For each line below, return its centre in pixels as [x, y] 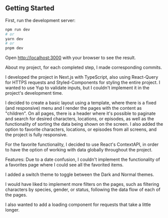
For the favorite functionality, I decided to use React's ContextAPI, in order [82, 144]
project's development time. [34, 93]
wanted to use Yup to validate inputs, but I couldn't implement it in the [77, 88]
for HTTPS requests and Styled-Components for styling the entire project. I [83, 83]
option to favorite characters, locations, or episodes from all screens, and [81, 129]
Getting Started [30, 8]
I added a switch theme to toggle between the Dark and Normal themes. [80, 174]
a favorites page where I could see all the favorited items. [64, 165]
